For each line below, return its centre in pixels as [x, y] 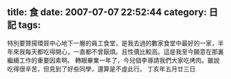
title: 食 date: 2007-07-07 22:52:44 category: [107, 12]
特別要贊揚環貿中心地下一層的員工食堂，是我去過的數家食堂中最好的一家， [112, 43]
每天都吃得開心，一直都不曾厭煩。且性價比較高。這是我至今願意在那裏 [124, 52]
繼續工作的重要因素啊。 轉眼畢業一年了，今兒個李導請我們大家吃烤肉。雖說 [113, 60]
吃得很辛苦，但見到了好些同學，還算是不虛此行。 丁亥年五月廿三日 [101, 69]
